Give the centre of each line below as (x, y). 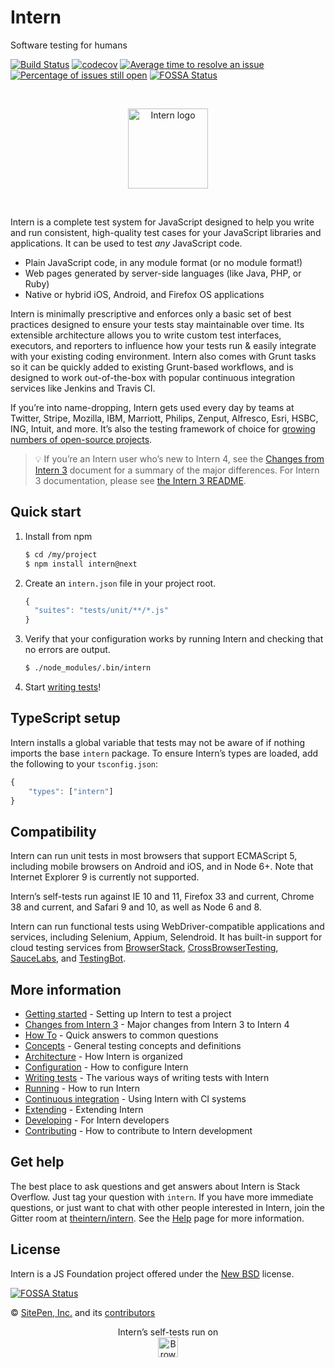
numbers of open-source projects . (81, 439)
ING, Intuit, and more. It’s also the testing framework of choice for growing (163, 428)
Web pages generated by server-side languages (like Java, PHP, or (163, 273)
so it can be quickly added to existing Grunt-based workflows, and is (152, 367)
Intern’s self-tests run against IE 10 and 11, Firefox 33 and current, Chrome (162, 897)
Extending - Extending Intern (84, 1110)
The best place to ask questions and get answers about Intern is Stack (155, 1186)
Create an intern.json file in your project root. (120, 583)
